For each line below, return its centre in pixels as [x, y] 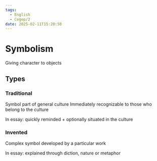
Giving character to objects [34, 63]
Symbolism [29, 49]
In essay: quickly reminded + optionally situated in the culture [69, 119]
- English [20, 15]
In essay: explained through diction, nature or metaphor [63, 153]
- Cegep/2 [20, 19]
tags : [11, 10]
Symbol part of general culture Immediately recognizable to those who [79, 104]
